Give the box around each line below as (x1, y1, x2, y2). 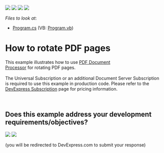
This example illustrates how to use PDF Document (5, 59, 110, 65)
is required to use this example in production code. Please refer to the (5, 81, 149, 87)
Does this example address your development (5, 110, 152, 119)
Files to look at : (5, 15, 37, 21)
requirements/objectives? (5, 118, 88, 127)
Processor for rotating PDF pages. (5, 64, 76, 70)
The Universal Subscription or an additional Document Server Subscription (5, 75, 159, 81)
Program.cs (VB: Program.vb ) (12, 25, 74, 31)
